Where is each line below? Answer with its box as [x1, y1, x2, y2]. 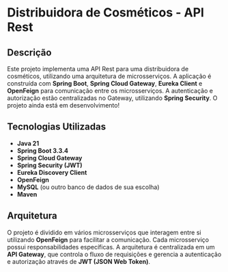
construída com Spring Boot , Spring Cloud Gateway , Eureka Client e [7, 79, 203, 87]
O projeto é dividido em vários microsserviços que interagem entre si [7, 228, 201, 236]
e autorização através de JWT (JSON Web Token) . [7, 257, 151, 265]
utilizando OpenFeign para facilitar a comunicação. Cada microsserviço [7, 235, 210, 244]
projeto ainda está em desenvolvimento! [7, 101, 120, 109]
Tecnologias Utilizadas [7, 121, 106, 133]
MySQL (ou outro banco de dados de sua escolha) [16, 183, 160, 191]
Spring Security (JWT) [16, 161, 83, 169]
